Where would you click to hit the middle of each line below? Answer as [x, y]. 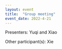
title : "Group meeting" [30, 14]
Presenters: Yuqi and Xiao [31, 33]
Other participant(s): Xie [29, 42]
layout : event [20, 9]
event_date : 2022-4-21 [28, 18]
